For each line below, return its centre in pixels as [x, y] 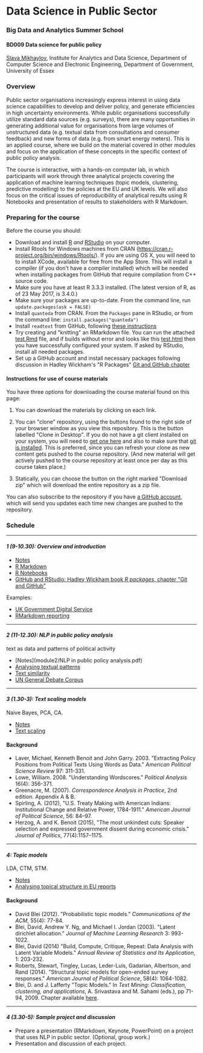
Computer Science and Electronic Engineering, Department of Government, [100, 64]
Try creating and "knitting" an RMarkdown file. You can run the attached [105, 332]
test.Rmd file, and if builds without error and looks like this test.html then [105, 339]
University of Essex [30, 71]
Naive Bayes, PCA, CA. [35, 713]
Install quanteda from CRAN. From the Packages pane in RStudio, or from [104, 313]
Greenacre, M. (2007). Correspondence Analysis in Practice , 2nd [96, 790]
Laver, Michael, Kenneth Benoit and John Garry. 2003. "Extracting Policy [105, 758]
